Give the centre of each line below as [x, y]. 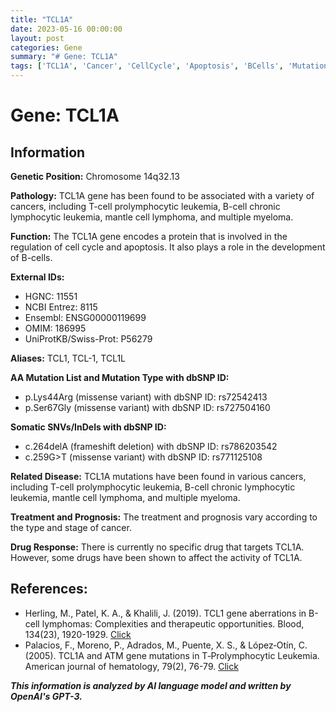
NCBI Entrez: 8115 [61, 307]
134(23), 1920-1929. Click [78, 634]
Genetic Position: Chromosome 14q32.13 [95, 176]
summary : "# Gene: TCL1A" [64, 57]
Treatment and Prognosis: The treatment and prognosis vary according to [164, 517]
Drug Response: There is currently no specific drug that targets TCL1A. [157, 547]
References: [49, 589]
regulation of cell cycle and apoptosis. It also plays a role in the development [168, 247]
